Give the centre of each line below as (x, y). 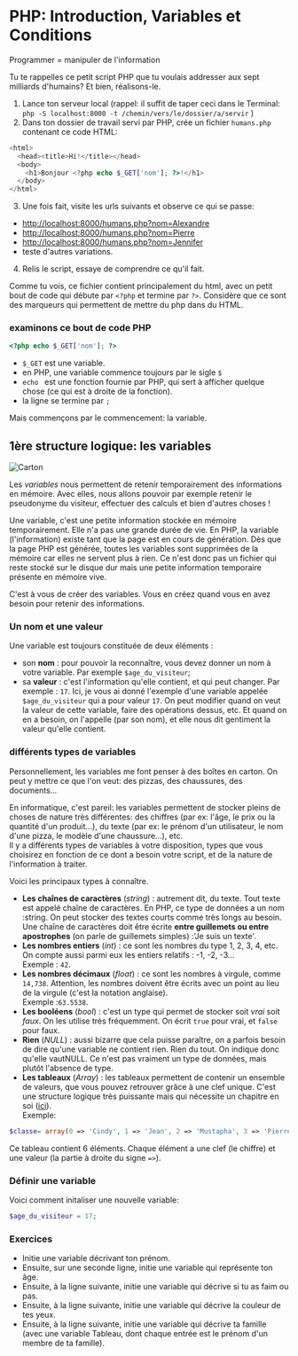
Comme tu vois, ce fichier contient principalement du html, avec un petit (141, 286)
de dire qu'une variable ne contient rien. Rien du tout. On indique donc (150, 1049)
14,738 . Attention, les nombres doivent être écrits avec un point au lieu (150, 983)
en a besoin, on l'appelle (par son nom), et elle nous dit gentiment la (146, 719)
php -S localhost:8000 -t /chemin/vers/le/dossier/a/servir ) (138, 113)
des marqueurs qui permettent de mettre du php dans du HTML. (126, 305)
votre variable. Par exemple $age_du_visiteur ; (106, 672)
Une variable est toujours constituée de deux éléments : (111, 646)
